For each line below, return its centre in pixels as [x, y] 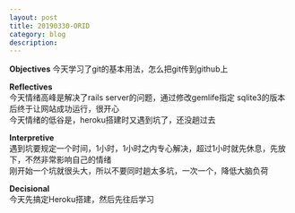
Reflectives [31, 87]
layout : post [34, 17]
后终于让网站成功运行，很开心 [64, 109]
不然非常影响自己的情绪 [68, 160]
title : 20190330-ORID [50, 26]
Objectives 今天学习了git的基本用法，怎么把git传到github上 [119, 69]
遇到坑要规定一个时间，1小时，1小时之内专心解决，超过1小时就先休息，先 [144, 149]
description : [34, 43]
